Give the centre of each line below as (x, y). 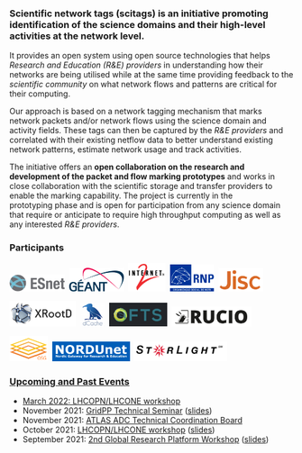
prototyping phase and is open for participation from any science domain (145, 205)
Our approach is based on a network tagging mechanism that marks (136, 112)
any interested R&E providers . (64, 224)
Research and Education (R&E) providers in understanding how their (137, 65)
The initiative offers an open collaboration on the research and (127, 167)
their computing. (40, 94)
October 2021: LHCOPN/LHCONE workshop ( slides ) (119, 430)
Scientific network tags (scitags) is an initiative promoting (139, 14)
